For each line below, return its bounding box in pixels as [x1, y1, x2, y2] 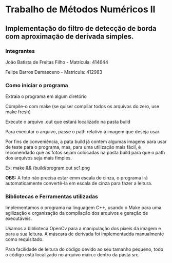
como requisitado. [5, 236, 44, 242]
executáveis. [5, 215, 32, 221]
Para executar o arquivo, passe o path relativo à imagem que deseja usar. [5, 129, 161, 135]
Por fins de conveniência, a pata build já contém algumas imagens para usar [5, 138, 167, 145]
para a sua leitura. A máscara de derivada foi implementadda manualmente [5, 231, 164, 237]
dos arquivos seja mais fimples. [5, 155, 72, 161]
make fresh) [5, 109, 31, 115]
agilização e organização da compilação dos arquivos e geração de [5, 210, 148, 216]
